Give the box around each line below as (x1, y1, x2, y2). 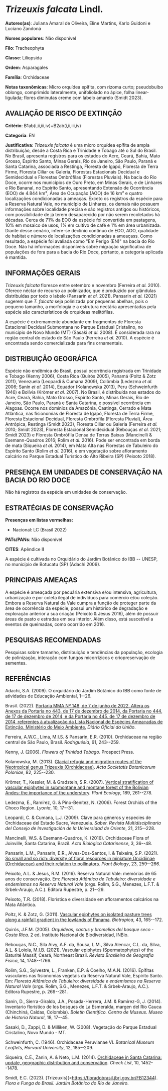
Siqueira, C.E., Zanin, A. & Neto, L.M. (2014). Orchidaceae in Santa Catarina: (5, 1054, 162, 1060)
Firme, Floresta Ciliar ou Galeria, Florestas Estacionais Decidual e (5, 168, 140, 174)
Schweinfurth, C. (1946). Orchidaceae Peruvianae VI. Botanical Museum (5, 1039, 154, 1045)
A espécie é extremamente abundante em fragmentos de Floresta (5, 318, 141, 325)
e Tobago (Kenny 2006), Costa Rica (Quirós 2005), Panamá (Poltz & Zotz (5, 373, 156, 379)
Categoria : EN (5, 132, 35, 138)
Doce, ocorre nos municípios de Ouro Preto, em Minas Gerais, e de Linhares (5, 179, 162, 186)
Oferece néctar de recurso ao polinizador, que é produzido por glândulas (5, 288, 156, 294)
